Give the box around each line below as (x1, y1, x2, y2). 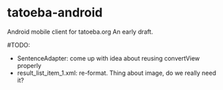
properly (16, 61, 42, 69)
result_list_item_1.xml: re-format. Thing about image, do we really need (16, 69, 216, 77)
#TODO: (7, 41, 31, 49)
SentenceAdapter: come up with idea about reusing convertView (16, 54, 200, 63)
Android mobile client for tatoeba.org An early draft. (7, 27, 153, 36)
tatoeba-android (7, 5, 103, 21)
